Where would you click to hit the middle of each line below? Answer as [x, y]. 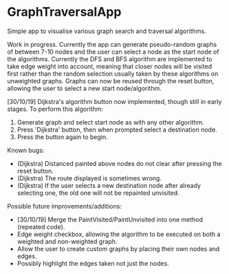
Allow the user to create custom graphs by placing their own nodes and [118, 249]
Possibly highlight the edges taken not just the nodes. [93, 263]
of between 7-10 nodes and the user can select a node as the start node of [113, 52]
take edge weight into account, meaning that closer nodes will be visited [110, 66]
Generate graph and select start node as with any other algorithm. [110, 122]
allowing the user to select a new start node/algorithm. [84, 88]
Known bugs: [26, 150]
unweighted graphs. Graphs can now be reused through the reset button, [111, 81]
